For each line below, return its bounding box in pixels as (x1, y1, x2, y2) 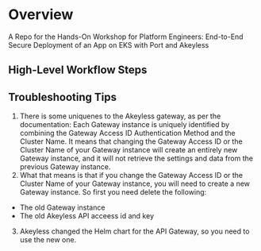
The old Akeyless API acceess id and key (19, 211, 155, 221)
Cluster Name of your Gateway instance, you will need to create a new (19, 179, 251, 188)
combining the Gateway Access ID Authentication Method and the (19, 129, 236, 138)
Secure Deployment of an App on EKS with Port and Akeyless (8, 40, 209, 49)
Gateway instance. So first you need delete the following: (19, 187, 207, 197)
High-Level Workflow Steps (8, 64, 148, 77)
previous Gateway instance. (19, 162, 111, 172)
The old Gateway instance (19, 203, 106, 212)
